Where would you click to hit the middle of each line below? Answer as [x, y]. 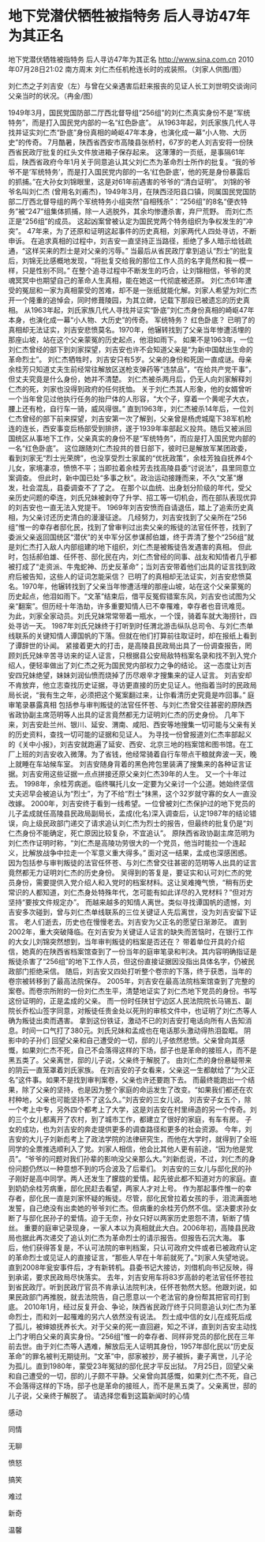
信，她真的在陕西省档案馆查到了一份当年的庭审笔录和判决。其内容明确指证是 [132, 951]
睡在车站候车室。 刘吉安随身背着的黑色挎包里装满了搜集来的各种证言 [133, 763]
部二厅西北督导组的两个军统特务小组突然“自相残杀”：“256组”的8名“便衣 [125, 201]
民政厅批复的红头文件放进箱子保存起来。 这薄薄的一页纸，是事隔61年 [134, 152]
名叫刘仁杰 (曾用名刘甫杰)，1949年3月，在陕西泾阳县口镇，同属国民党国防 [135, 191]
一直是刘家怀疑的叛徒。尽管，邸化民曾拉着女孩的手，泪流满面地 [153, 1198]
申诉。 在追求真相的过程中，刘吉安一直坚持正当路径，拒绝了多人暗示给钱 [127, 241]
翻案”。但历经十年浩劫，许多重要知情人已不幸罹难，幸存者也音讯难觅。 [134, 606]
